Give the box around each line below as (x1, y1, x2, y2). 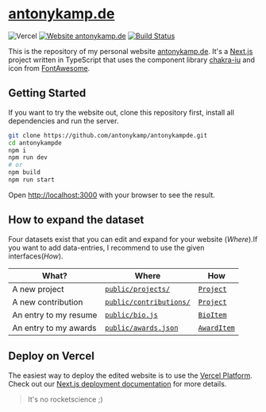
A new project (12, 283, 64, 294)
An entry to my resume (12, 309, 98, 321)
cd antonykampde (8, 138, 62, 147)
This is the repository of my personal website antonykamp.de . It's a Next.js (8, 46, 253, 56)
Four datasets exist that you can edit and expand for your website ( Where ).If (8, 234, 258, 243)
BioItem (198, 310, 227, 319)
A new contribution (12, 296, 83, 307)
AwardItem (198, 323, 236, 332)
